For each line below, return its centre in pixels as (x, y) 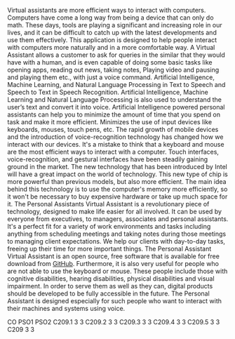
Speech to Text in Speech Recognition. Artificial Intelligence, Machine (108, 92)
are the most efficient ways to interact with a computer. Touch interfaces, (113, 152)
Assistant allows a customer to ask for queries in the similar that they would (116, 55)
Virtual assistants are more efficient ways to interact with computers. (107, 10)
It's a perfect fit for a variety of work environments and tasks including (109, 226)
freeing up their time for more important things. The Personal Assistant (109, 249)
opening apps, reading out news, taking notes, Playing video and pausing (113, 70)
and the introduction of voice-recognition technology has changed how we (115, 137)
